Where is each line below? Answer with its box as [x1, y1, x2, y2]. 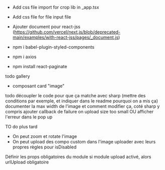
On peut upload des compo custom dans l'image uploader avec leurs [12, 139, 156, 144]
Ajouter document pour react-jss [12, 24, 80, 30]
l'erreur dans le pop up [5, 114, 53, 120]
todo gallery [5, 73, 30, 79]
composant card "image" [12, 83, 65, 89]
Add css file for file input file [12, 14, 71, 20]
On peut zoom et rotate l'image [12, 133, 77, 139]
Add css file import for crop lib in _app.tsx [12, 5, 100, 10]
